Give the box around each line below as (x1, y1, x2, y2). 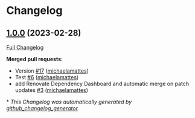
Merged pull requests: (6, 56, 63, 62)
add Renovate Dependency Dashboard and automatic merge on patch (14, 80, 189, 87)
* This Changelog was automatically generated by (6, 98, 132, 105)
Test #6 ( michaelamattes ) (14, 74, 79, 80)
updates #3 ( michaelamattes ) (14, 87, 89, 94)
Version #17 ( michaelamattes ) (14, 67, 89, 74)
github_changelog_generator (6, 105, 78, 112)
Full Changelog (6, 44, 44, 51)
